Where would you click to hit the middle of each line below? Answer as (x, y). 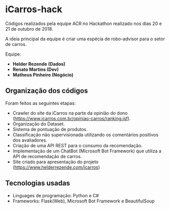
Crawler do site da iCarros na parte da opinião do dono (70, 113)
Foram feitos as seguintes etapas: (41, 103)
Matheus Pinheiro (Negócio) (43, 74)
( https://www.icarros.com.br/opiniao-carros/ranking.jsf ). (72, 118)
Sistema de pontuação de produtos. (50, 129)
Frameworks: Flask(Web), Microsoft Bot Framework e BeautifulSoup (83, 201)
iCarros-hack (34, 9)
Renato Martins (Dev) (36, 69)
